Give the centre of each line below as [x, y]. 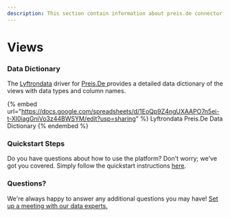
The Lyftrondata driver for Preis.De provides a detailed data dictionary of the [115, 84]
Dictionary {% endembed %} [48, 126]
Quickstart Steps [36, 144]
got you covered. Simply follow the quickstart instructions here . [97, 166]
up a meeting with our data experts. [57, 205]
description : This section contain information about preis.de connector [115, 13]
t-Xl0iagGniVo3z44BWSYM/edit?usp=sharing [71, 119]
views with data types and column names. [67, 91]
